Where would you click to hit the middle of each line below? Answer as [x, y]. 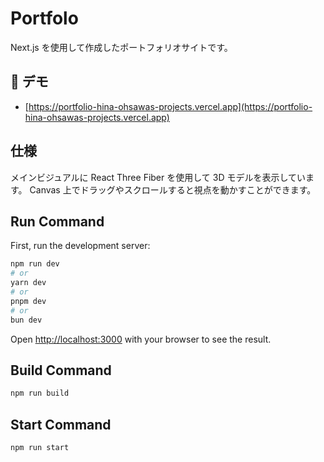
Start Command [61, 424]
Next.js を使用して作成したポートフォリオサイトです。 [121, 47]
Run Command [57, 221]
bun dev [26, 320]
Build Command [61, 370]
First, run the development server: [80, 246]
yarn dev [28, 283]
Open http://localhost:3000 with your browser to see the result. [141, 339]
